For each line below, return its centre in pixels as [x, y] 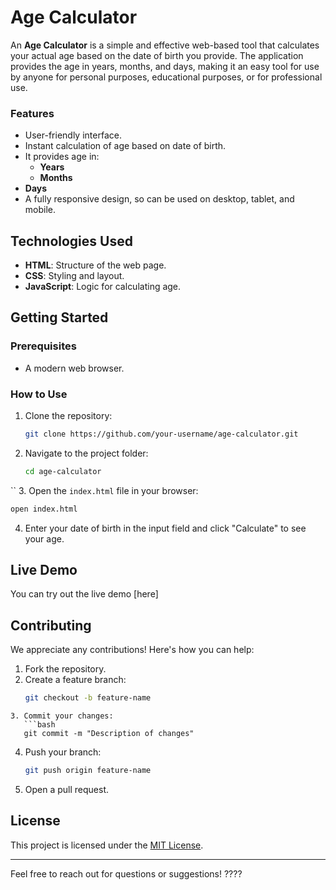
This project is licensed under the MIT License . [107, 845]
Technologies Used [71, 241]
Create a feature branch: [75, 680]
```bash [39, 725]
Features [32, 113]
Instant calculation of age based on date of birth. [125, 146]
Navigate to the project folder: [86, 453]
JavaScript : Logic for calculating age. [103, 287]
